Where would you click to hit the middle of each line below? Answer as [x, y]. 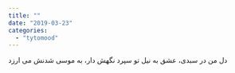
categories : [28, 30]
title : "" [25, 15]
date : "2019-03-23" [41, 23]
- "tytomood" [37, 38]
